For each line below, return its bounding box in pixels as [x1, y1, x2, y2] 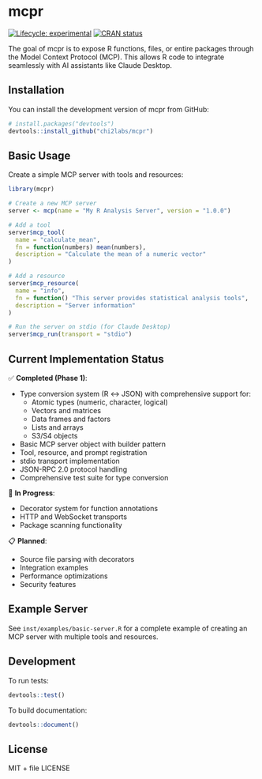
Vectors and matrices [31, 406, 101, 415]
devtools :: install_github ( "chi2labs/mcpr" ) [8, 127, 154, 135]
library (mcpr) [8, 185, 55, 194]
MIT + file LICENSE [8, 763, 70, 773]
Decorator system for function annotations [19, 504, 159, 513]
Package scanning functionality [19, 521, 122, 529]
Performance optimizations [19, 571, 108, 581]
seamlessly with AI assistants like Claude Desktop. [8, 60, 172, 70]
